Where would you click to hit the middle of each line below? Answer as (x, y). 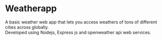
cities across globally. (27, 27)
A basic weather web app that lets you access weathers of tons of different (81, 22)
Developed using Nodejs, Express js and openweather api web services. (78, 32)
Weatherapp (31, 9)
